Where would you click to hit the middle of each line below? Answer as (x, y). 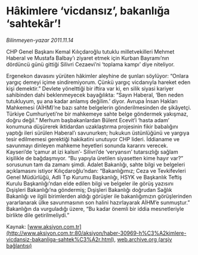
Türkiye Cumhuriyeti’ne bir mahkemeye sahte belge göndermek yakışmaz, (97, 114)
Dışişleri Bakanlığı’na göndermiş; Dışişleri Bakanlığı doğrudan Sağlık (89, 189)
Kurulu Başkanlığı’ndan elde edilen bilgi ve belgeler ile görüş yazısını (90, 184)
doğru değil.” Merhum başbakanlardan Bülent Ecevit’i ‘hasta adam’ (88, 120)
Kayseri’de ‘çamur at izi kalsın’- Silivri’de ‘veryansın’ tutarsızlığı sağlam (92, 152)
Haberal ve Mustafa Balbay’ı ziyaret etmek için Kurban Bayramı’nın (88, 58)
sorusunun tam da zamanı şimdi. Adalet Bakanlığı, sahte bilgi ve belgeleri (96, 164)
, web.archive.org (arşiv (143, 239)
